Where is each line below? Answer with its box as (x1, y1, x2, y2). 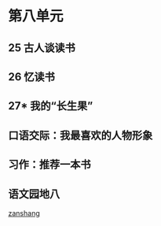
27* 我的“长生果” (8, 99, 93, 113)
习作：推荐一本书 (8, 158, 91, 172)
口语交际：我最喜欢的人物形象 (8, 128, 153, 142)
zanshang (8, 208, 41, 217)
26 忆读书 (8, 70, 55, 83)
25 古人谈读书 (8, 41, 76, 54)
